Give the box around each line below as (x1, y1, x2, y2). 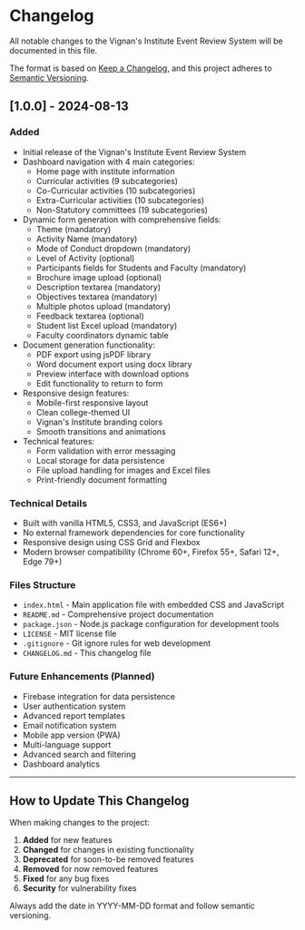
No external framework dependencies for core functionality (22, 527, 245, 538)
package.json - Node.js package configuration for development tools (22, 619, 280, 630)
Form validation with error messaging (35, 445, 176, 456)
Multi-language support (22, 739, 112, 749)
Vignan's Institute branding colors (35, 416, 163, 427)
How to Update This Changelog (9, 793, 190, 808)
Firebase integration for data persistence (22, 690, 175, 701)
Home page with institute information (35, 165, 175, 177)
